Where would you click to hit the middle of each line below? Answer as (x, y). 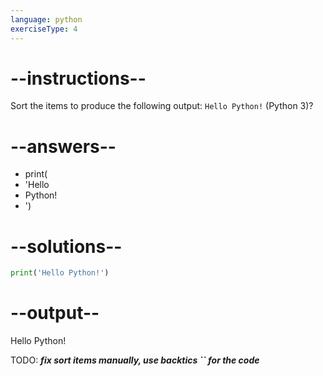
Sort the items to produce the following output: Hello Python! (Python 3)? (162, 106)
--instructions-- (78, 78)
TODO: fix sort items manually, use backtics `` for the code (135, 360)
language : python (46, 19)
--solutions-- (66, 246)
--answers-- (63, 146)
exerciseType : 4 (44, 29)
